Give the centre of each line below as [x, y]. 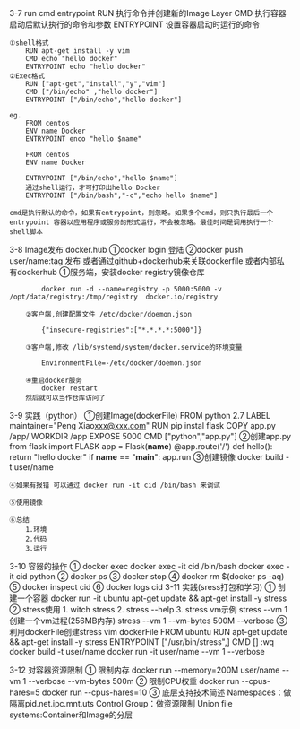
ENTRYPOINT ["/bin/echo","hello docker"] [103, 100]
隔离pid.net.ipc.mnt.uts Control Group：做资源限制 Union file [121, 703]
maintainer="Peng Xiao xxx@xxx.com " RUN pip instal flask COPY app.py [142, 425]
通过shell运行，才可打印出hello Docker [93, 187]
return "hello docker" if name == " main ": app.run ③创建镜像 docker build [146, 457]
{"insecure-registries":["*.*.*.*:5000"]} [122, 330]
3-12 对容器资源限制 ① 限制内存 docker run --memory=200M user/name [145, 670]
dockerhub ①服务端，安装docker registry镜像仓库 [111, 272]
